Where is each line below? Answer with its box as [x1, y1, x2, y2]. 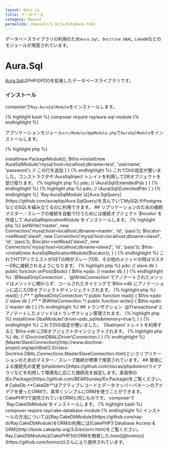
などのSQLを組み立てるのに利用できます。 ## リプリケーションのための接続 [5, 204, 163, 210]
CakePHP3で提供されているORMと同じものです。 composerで [5, 395, 135, 401]
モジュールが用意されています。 [5, 42, 71, 48]
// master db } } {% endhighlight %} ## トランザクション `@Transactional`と [5, 304, 163, 310]
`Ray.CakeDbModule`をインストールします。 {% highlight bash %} [5, 401, 143, 407]
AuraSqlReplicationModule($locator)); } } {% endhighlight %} [32, 250, 159, 256]
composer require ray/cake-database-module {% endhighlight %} [5, 408, 142, 414]
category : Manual [5, 17, 42, 22]
